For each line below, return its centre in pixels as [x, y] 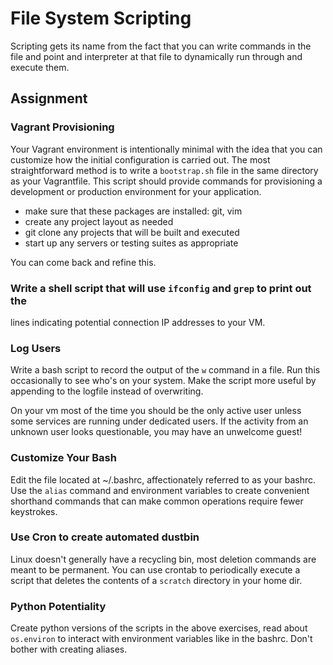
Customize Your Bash [63, 458]
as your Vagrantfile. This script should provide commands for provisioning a [166, 181]
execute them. [40, 67]
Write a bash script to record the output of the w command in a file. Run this [165, 370]
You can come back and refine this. [83, 262]
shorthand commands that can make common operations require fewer [157, 501]
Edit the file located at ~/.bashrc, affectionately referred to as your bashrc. [163, 479]
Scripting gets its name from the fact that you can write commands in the [161, 46]
